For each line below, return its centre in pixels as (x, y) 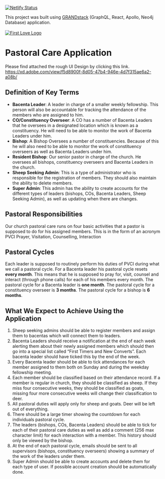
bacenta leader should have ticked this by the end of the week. (76, 357)
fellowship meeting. (32, 372)
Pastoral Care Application (59, 53)
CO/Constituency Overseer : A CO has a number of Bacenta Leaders (82, 120)
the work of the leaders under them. (49, 456)
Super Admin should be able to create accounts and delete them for (81, 462)
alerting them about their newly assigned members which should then (83, 346)
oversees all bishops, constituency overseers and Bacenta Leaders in (83, 162)
